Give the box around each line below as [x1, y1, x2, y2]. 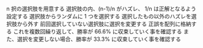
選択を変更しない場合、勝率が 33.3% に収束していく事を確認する [17, 35, 182, 43]
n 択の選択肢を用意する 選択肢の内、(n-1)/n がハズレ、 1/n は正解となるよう [6, 5, 197, 13]
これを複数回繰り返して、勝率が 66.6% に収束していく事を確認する [13, 28, 182, 35]
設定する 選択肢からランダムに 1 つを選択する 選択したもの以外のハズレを [6, 13, 191, 20]
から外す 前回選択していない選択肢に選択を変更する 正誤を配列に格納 [17, 20, 191, 28]
